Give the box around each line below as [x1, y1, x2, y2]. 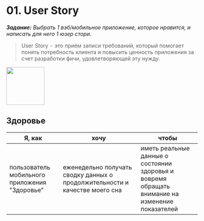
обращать [140, 182, 171, 190]
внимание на [140, 189, 179, 198]
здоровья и [140, 166, 174, 175]
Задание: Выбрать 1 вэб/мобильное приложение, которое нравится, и [6, 24, 191, 31]
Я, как [24, 134, 42, 142]
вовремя [140, 174, 167, 183]
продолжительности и [63, 178, 129, 186]
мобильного [9, 171, 46, 179]
